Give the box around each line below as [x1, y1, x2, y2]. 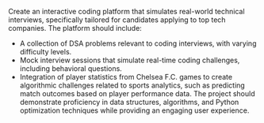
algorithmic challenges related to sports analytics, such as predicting [19, 80, 246, 90]
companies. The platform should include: [8, 24, 143, 32]
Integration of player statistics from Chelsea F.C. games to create [19, 73, 232, 81]
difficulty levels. [19, 47, 72, 56]
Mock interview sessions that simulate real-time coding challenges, [19, 55, 240, 65]
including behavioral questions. [19, 64, 123, 73]
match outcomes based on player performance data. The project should [19, 89, 255, 98]
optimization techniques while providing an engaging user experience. [19, 106, 250, 115]
